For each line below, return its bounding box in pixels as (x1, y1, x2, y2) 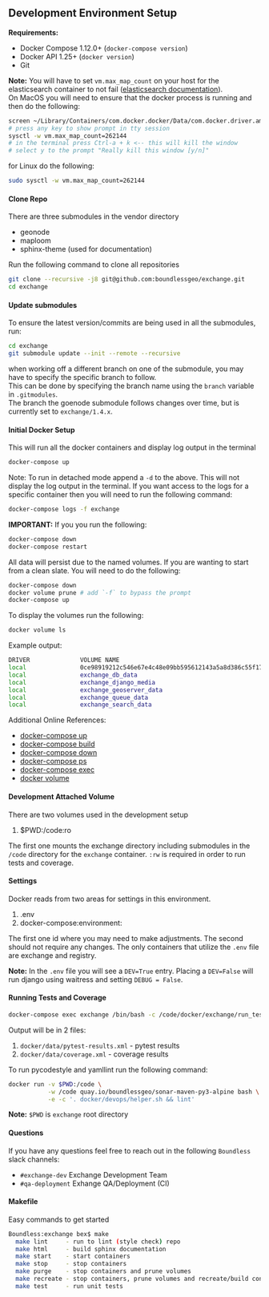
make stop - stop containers (15, 1260, 127, 1268)
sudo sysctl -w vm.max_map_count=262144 (8, 176, 146, 185)
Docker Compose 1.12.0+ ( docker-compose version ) (19, 43, 188, 53)
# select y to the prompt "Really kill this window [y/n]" (8, 147, 210, 155)
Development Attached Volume (8, 791, 114, 801)
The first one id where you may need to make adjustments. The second (8, 933, 244, 943)
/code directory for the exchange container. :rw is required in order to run (8, 849, 246, 859)
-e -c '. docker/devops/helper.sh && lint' (47, 1095, 195, 1103)
